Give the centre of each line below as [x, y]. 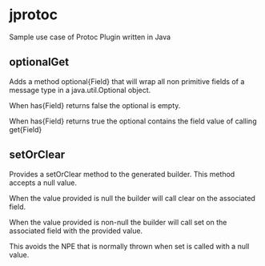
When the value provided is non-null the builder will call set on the [118, 222]
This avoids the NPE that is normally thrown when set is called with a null [129, 246]
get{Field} [26, 129]
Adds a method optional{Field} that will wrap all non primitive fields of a [127, 81]
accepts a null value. [43, 183]
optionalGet [39, 62]
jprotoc [34, 15]
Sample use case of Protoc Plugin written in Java [90, 37]
